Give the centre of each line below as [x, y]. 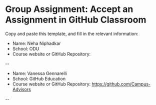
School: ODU [26, 48]
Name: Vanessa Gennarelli [39, 73]
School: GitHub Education [39, 78]
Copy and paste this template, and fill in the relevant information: [72, 33]
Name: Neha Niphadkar [36, 43]
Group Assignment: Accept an [69, 9]
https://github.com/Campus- [121, 84]
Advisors [21, 89]
